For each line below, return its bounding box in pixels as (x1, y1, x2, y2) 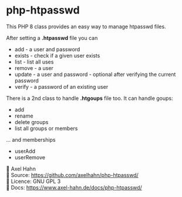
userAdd (14, 148, 36, 155)
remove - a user (14, 64, 54, 71)
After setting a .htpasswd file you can (6, 34, 98, 41)
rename (14, 112, 33, 119)
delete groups (14, 118, 49, 125)
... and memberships (6, 136, 56, 143)
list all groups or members (14, 125, 78, 132)
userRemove (14, 153, 46, 161)
